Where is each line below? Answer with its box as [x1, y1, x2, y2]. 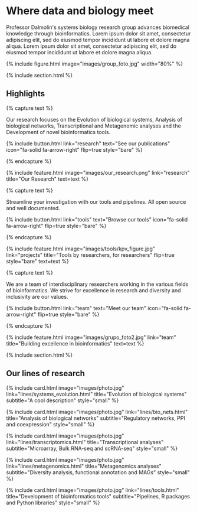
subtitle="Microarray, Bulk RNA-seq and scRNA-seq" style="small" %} [6, 445, 178, 452]
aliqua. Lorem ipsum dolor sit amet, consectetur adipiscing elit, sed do [6, 43, 177, 50]
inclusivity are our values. [6, 293, 68, 300]
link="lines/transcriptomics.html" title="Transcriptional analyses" [6, 438, 164, 445]
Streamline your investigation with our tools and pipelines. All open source [6, 198, 186, 205]
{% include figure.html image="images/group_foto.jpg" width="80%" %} [6, 60, 183, 67]
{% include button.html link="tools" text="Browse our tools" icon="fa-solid [6, 216, 188, 223]
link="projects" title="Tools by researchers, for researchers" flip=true [6, 251, 175, 258]
